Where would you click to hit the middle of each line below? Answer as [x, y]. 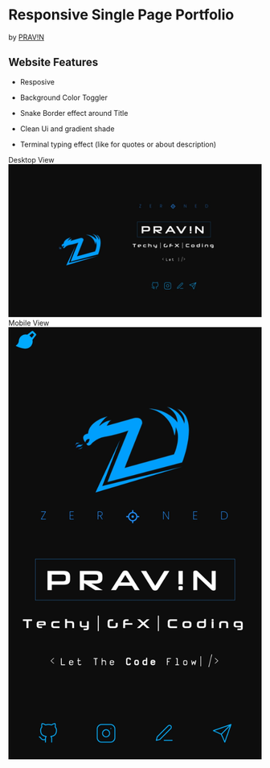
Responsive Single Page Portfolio [121, 15]
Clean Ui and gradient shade [67, 128]
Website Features [53, 62]
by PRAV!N [26, 37]
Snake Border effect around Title [74, 113]
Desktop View [31, 159]
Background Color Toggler [64, 97]
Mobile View [29, 323]
